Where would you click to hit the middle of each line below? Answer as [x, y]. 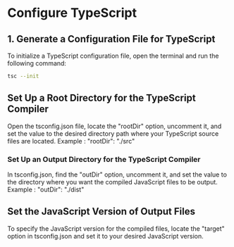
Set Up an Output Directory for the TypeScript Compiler [104, 159]
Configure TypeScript [72, 13]
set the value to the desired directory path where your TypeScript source [113, 133]
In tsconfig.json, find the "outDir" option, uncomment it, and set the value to [117, 175]
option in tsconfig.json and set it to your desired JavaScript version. [105, 236]
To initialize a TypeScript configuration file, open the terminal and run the [113, 56]
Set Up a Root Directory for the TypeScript [101, 98]
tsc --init [23, 76]
